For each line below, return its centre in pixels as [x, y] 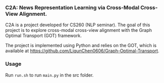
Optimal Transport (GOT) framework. [43, 36]
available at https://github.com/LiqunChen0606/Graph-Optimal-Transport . [82, 51]
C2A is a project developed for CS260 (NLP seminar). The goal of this [78, 25]
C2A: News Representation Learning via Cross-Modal [72, 8]
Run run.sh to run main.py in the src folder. [49, 75]
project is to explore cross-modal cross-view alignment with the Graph [79, 30]
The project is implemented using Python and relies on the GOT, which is [81, 46]
